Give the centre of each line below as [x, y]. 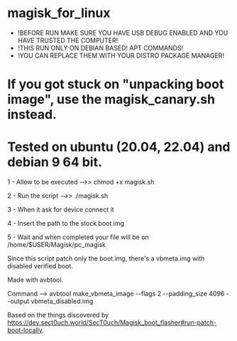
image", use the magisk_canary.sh [111, 99]
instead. [32, 115]
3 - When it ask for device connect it [61, 210]
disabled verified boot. [40, 266]
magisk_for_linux [59, 13]
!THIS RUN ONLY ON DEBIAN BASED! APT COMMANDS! [100, 48]
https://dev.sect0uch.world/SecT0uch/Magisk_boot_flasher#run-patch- [112, 322]
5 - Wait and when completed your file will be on [78, 237]
